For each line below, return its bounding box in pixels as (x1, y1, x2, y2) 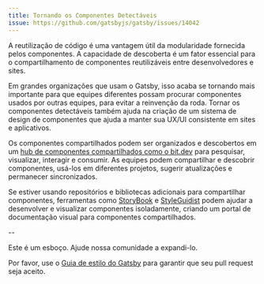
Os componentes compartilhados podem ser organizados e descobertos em (8, 138, 257, 148)
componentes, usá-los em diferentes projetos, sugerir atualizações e (8, 163, 233, 173)
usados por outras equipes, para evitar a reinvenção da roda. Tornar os (8, 98, 240, 107)
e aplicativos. (8, 123, 51, 133)
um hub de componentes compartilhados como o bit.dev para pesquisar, (8, 147, 245, 156)
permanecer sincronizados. (8, 171, 98, 181)
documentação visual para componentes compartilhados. (8, 212, 196, 222)
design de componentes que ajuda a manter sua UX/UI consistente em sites (8, 114, 256, 124)
